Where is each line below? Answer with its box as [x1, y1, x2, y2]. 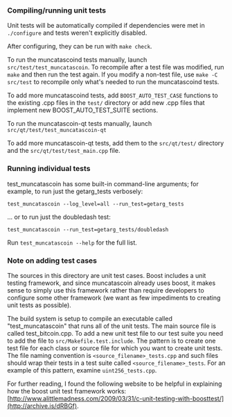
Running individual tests [7, 164, 91, 174]
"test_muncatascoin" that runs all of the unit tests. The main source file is [7, 322, 217, 330]
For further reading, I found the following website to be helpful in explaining [7, 379, 222, 388]
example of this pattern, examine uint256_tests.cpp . [7, 366, 157, 374]
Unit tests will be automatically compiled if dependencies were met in [7, 22, 206, 30]
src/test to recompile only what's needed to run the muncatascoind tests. [7, 78, 220, 86]
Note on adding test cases [7, 256, 97, 265]
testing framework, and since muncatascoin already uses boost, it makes [7, 279, 216, 287]
